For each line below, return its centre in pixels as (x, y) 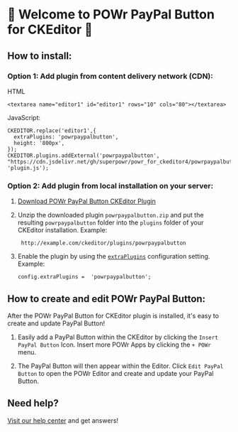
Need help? (33, 403)
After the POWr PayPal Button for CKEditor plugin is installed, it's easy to (113, 315)
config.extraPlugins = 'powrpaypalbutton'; (84, 277)
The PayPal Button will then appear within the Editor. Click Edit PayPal (120, 366)
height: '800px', (39, 143)
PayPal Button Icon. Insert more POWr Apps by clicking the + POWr (114, 345)
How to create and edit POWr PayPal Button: (107, 299)
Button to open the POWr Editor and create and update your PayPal (115, 373)
